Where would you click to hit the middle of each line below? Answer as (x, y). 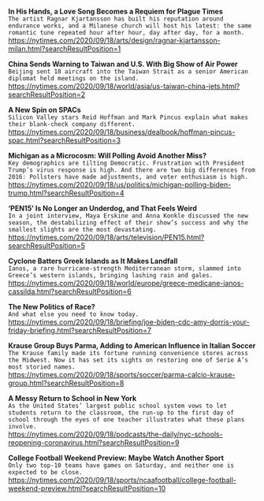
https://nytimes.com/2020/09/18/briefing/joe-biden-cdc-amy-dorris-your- (129, 322)
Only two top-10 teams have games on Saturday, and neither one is (121, 466)
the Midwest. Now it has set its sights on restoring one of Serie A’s (128, 360)
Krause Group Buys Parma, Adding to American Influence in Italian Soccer (132, 345)
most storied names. (42, 367)
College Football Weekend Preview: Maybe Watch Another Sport (116, 458)
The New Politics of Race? (52, 307)
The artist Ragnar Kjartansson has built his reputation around (116, 19)
